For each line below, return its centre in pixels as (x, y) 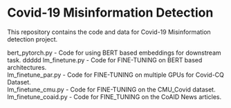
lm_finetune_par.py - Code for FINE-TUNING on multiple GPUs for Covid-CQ (116, 75)
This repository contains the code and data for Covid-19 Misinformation (109, 32)
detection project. (33, 39)
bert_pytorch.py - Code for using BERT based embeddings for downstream (114, 53)
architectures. (27, 67)
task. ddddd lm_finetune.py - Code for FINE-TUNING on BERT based (105, 60)
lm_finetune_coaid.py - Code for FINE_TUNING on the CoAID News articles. (114, 97)
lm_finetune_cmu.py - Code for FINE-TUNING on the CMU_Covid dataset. (111, 89)
